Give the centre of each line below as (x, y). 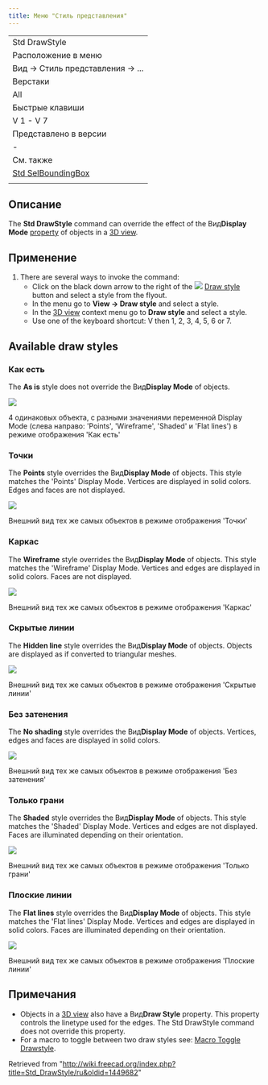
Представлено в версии (60, 134)
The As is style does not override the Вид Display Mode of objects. (120, 387)
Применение (43, 257)
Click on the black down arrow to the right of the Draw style (136, 287)
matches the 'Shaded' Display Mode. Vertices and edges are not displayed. (133, 826)
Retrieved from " (35, 1063)
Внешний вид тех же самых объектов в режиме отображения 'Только (129, 866)
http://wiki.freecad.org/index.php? (119, 1063)
